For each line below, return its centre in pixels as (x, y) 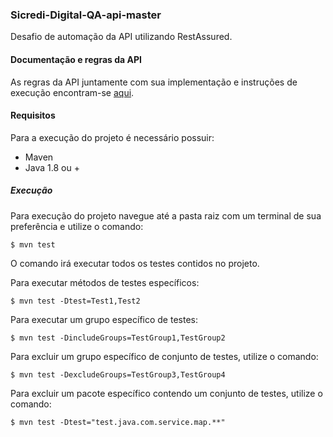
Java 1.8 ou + (52, 167)
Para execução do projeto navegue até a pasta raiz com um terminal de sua (166, 215)
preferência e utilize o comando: (77, 226)
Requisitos (33, 115)
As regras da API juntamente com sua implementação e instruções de (154, 82)
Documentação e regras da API (76, 59)
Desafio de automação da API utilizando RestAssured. (121, 37)
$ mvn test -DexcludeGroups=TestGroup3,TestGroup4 (118, 374)
